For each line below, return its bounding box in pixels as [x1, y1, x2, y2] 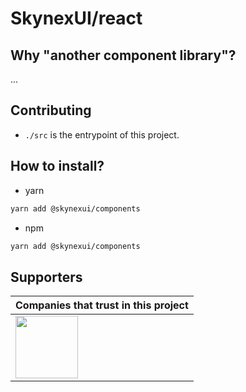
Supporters [10, 268, 83, 286]
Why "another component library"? [10, 47, 237, 64]
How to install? [10, 158, 105, 175]
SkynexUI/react [10, 7, 143, 30]
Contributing [10, 102, 92, 119]
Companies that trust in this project [15, 298, 189, 312]
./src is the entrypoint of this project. [24, 128, 180, 141]
